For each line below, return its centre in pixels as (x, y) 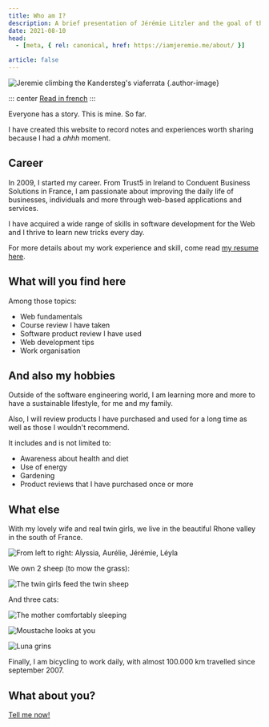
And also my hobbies (62, 376)
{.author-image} (193, 83)
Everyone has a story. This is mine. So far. (77, 114)
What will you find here (67, 282)
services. (23, 208)
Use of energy (44, 467)
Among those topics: (43, 301)
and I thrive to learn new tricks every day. (77, 232)
